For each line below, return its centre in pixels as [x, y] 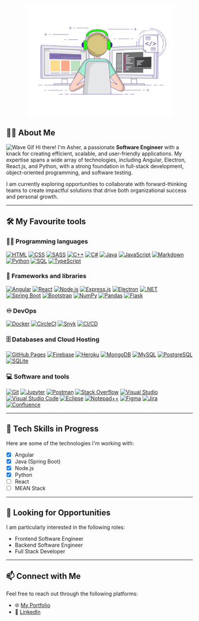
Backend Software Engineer [49, 545]
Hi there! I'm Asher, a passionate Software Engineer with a [107, 147]
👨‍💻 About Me [31, 133]
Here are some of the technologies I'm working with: [70, 443]
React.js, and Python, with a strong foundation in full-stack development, [95, 166]
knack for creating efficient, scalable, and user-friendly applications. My [94, 153]
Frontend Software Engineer [49, 538]
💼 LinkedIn [28, 611]
